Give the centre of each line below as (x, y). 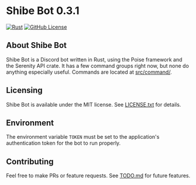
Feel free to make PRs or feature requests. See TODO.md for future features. (98, 176)
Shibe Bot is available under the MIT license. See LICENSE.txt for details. (94, 104)
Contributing (30, 161)
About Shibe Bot (37, 45)
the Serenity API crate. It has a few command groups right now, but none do (97, 66)
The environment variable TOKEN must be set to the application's (83, 137)
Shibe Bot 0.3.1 (43, 11)
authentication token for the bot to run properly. (63, 143)
